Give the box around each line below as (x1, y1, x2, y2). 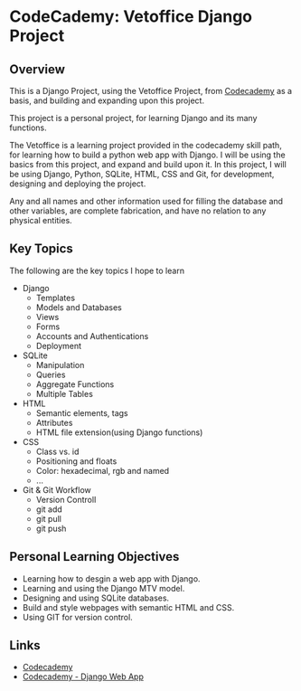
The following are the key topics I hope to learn (9, 265, 185, 276)
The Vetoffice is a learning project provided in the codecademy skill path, (9, 140, 282, 150)
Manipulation (35, 359, 85, 370)
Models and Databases (35, 301, 122, 313)
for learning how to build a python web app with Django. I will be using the (9, 149, 287, 160)
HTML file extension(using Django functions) (35, 427, 203, 438)
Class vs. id (35, 446, 80, 457)
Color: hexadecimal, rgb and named (35, 465, 170, 476)
